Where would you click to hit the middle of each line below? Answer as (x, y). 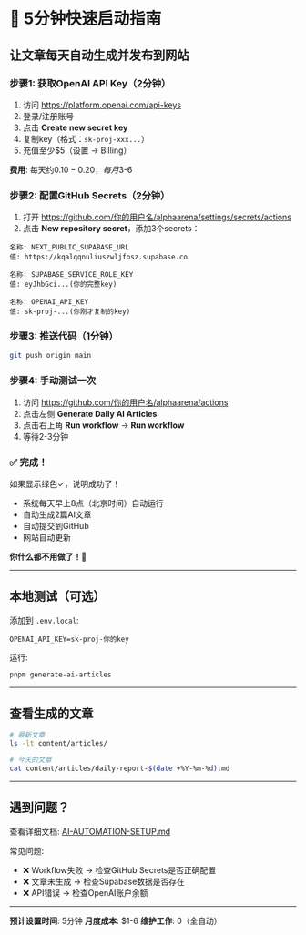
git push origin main (51, 356)
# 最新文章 (27, 735)
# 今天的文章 (31, 760)
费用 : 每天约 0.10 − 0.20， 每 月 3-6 (71, 169)
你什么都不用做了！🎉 (48, 556)
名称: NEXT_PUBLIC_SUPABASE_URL (69, 248)
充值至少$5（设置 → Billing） (77, 150)
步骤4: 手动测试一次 (53, 381)
